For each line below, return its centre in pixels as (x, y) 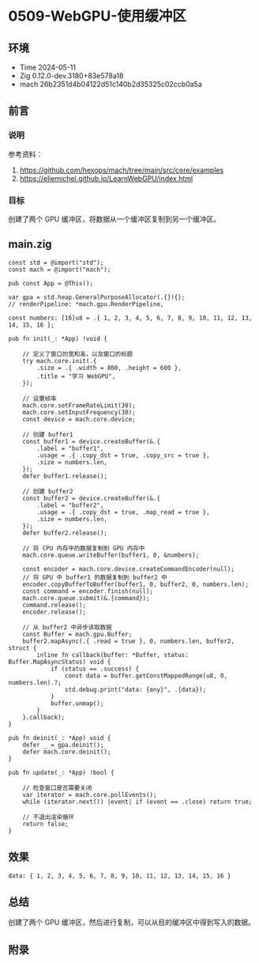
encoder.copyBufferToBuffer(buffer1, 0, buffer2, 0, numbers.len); (135, 584)
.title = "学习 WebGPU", (76, 376)
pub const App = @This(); (51, 283)
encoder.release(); (54, 612)
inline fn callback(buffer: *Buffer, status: (113, 655)
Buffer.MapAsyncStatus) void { (60, 662)
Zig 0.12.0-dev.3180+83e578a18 (71, 76)
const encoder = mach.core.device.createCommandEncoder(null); (129, 569)
